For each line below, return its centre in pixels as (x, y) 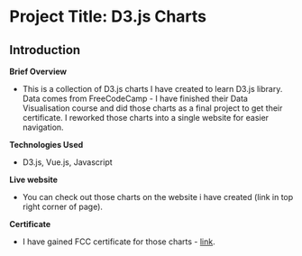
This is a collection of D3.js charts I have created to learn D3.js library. (152, 89)
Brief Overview (38, 71)
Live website (34, 179)
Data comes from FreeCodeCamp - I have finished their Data (135, 98)
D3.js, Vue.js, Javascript (67, 162)
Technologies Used (46, 145)
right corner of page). (63, 206)
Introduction (45, 50)
